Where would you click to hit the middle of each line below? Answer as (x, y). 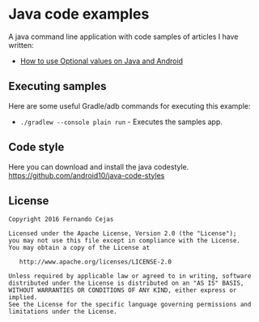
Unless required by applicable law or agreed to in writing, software (130, 277)
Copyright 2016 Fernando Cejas (61, 220)
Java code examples (79, 14)
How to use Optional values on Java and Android (102, 61)
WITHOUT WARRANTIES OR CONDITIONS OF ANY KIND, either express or (123, 290)
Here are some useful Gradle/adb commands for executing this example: (129, 105)
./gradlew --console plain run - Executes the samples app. (121, 122)
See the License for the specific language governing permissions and (130, 305)
